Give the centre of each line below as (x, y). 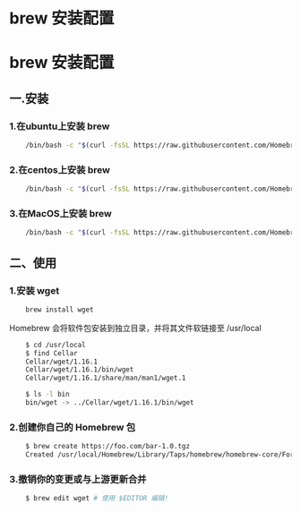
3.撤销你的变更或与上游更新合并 (78, 479)
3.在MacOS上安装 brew (60, 214)
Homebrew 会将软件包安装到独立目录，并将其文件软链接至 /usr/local (135, 328)
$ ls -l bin (47, 395)
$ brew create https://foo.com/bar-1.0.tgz (108, 447)
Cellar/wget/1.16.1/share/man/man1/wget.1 (106, 378)
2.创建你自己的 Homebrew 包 (73, 427)
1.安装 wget (34, 290)
